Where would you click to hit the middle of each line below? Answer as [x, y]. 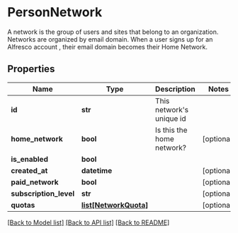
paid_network [35, 182]
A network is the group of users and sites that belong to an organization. [113, 32]
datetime [97, 170]
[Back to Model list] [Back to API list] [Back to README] [89, 222]
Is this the [171, 130]
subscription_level [43, 193]
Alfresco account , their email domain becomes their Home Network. [107, 47]
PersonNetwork [55, 12]
